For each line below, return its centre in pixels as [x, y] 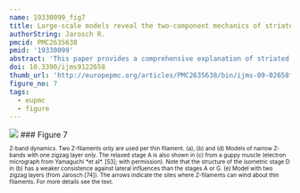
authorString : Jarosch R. [57, 34]
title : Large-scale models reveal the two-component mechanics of [135, 26]
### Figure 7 [44, 135]
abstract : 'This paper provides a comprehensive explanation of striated [150, 59]
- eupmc [32, 100]
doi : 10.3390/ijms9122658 [57, 68]
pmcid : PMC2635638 [43, 42]
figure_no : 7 [33, 84]
